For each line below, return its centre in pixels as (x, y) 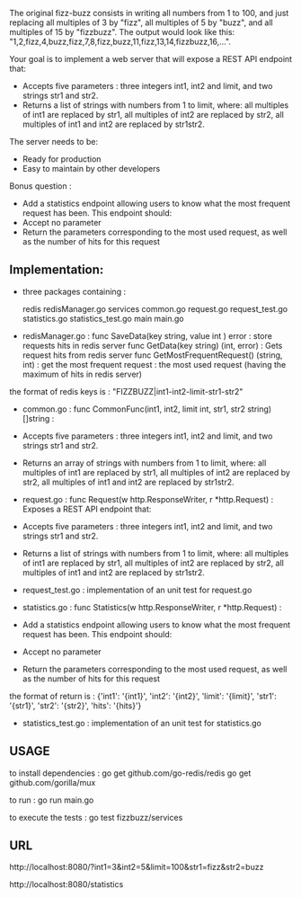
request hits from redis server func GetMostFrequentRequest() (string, (152, 355)
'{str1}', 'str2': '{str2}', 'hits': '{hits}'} (75, 706)
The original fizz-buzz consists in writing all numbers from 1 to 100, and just (149, 13)
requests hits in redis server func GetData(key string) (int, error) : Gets (152, 345)
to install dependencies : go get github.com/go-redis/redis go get (130, 773)
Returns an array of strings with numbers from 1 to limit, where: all (144, 463)
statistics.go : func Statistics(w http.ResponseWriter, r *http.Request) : (152, 607)
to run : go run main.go (52, 800)
